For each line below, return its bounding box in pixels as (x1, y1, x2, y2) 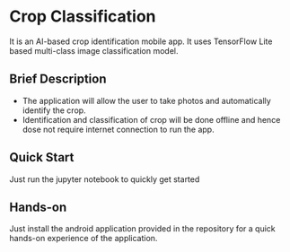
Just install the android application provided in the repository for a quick (9, 223, 276, 234)
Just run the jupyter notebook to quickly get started (9, 173, 200, 185)
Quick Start (9, 150, 75, 165)
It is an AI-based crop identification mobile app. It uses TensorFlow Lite (9, 36, 273, 47)
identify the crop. (22, 105, 87, 116)
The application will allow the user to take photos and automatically (22, 95, 271, 106)
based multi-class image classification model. (9, 45, 179, 56)
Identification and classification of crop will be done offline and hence (22, 114, 281, 125)
